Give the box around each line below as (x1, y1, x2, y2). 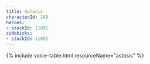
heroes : (6, 19, 25, 25)
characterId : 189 (6, 14, 49, 20)
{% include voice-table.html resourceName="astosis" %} (6, 52, 145, 59)
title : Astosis (6, 8, 43, 15)
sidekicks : (6, 31, 33, 36)
